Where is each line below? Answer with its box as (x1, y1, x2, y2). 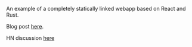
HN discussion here (6, 35, 55, 41)
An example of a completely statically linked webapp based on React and (6, 5, 186, 12)
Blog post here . (6, 23, 44, 30)
